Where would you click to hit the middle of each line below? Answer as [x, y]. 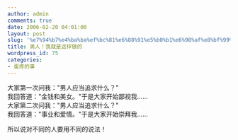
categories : [25, 60]
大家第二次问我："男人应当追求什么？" [63, 105]
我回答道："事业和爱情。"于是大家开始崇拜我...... [78, 114]
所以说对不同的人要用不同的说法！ [57, 129]
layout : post [27, 34]
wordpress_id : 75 [33, 54]
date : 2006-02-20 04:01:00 [47, 27]
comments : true [30, 21]
